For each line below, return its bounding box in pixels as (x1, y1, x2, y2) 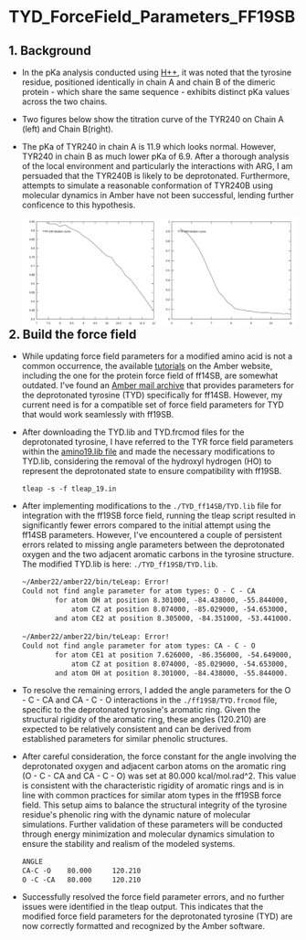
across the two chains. (21, 96, 108, 107)
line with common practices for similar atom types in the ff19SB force (21, 790, 282, 801)
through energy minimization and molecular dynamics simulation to (21, 829, 275, 840)
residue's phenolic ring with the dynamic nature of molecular (21, 809, 251, 820)
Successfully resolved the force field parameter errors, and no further (21, 892, 285, 903)
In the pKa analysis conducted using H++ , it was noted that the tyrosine (21, 67, 292, 78)
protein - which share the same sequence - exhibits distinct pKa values (21, 87, 290, 97)
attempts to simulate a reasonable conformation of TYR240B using (21, 180, 273, 191)
